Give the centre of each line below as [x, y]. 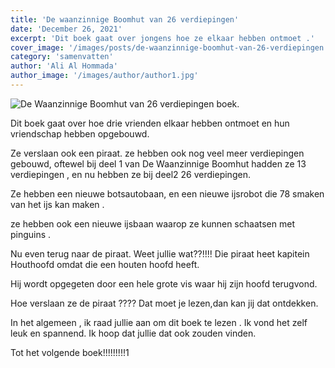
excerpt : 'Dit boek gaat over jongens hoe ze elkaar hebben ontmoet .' [162, 38]
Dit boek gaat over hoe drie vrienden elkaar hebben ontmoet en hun [150, 123]
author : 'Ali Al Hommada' [64, 66]
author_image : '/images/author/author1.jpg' [104, 76]
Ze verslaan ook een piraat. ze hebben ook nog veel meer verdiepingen [157, 153]
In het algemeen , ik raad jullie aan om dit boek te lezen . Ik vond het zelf [159, 322]
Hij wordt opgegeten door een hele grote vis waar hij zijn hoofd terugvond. [164, 283]
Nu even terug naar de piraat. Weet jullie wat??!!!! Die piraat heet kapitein [160, 253]
